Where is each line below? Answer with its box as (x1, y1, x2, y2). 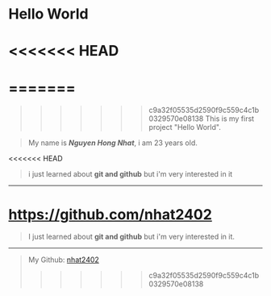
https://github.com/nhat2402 (8, 205, 212, 223)
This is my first (205, 114, 255, 123)
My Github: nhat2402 (27, 255, 99, 265)
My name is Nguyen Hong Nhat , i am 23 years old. (27, 138, 198, 148)
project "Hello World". (148, 123, 222, 132)
